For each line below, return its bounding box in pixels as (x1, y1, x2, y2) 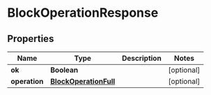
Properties (7, 33, 54, 45)
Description (121, 54, 162, 63)
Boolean (49, 65, 79, 75)
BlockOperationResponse (7, 5, 159, 21)
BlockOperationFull (49, 77, 116, 86)
